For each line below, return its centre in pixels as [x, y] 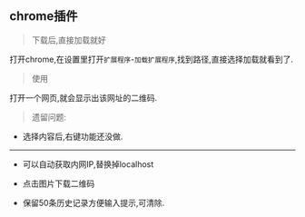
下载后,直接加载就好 [69, 40]
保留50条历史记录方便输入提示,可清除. [93, 202]
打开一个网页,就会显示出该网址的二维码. [84, 97]
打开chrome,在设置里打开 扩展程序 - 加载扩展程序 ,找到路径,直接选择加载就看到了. [151, 59]
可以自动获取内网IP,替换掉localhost [88, 164]
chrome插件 [44, 16]
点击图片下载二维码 [59, 183]
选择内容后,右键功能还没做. [73, 136]
